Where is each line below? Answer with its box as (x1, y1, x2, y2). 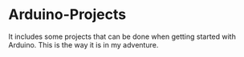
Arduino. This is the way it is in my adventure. (8, 40, 159, 49)
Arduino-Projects (8, 6, 127, 24)
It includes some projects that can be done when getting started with (8, 32, 237, 41)
